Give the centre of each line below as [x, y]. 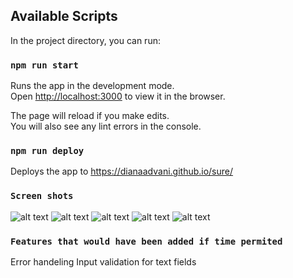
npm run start [44, 65]
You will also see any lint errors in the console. [106, 126]
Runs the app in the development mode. [92, 86]
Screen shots [42, 196]
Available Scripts [64, 16]
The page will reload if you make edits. [90, 116]
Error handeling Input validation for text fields [103, 262]
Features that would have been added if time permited [146, 241]
